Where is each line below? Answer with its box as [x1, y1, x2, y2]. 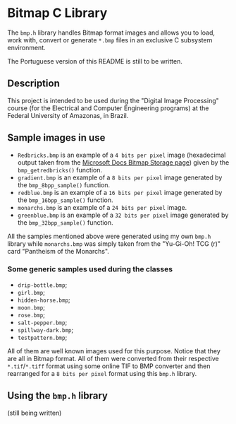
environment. [7, 43, 46, 52]
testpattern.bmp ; [17, 333, 68, 341]
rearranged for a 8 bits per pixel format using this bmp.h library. [7, 369, 197, 377]
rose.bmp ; [17, 310, 46, 319]
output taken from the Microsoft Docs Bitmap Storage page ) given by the [17, 158, 230, 167]
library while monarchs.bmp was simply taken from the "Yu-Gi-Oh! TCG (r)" [7, 239, 221, 248]
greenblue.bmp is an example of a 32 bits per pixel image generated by [17, 211, 229, 219]
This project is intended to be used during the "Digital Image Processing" [7, 96, 220, 105]
